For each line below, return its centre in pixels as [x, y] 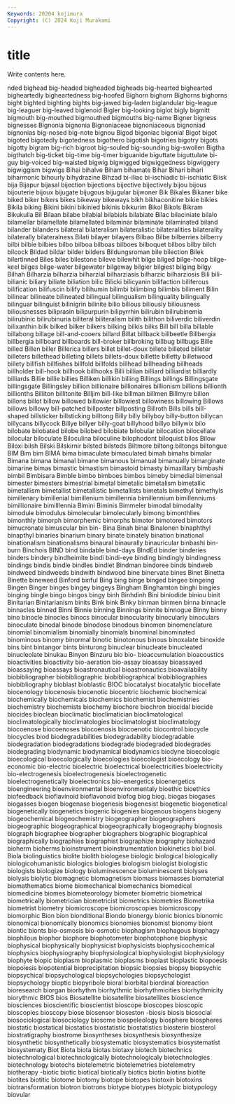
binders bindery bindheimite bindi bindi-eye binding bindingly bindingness [114, 558]
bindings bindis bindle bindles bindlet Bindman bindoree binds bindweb [110, 565]
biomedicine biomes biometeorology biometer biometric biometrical [105, 893]
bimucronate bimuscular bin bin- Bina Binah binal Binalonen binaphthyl [109, 528]
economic [22, 766]
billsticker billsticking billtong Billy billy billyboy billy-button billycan [127, 416]
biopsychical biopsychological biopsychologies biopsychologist [99, 976]
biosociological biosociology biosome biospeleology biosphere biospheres [115, 1020]
